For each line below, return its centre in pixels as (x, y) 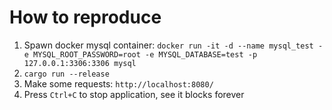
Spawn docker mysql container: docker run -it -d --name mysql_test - (173, 45)
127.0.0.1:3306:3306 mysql (80, 63)
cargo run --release (66, 74)
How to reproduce (85, 17)
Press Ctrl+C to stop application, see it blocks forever (134, 94)
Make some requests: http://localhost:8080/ (118, 83)
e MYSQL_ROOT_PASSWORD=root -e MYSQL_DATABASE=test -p (140, 54)
